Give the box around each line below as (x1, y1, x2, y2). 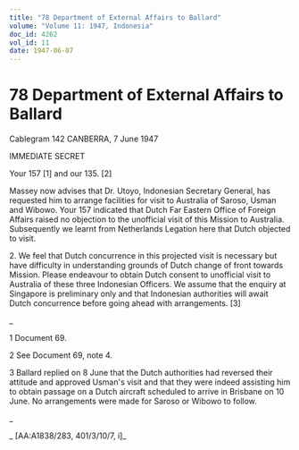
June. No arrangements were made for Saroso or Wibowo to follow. (9, 395, 257, 407)
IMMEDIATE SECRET (9, 151, 86, 162)
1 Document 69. (9, 333, 67, 344)
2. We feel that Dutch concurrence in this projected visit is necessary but (9, 250, 278, 261)
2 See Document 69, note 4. (9, 350, 113, 361)
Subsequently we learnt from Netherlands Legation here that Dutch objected (9, 224, 291, 234)
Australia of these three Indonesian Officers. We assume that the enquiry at (9, 279, 287, 290)
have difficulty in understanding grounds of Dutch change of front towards (9, 260, 284, 271)
